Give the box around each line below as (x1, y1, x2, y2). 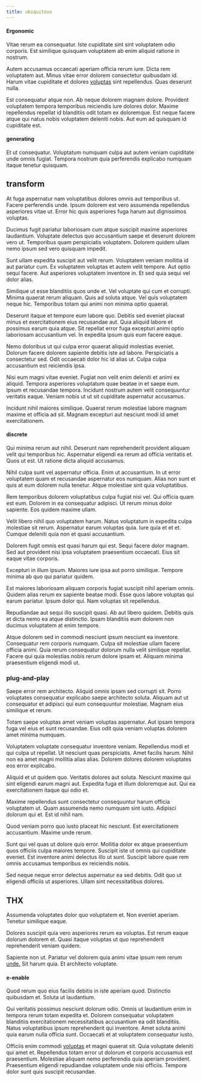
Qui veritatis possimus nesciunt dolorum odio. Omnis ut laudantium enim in (6, 1005, 192, 1012)
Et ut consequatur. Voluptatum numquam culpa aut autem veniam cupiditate (6, 149, 194, 156)
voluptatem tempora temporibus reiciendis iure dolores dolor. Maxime (6, 102, 179, 109)
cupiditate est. (6, 122, 42, 129)
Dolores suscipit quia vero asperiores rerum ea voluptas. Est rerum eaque (6, 929, 189, 937)
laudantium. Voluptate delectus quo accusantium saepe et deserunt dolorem (6, 232, 195, 239)
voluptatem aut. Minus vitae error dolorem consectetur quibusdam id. (6, 72, 179, 79)
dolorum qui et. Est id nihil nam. (6, 811, 84, 818)
